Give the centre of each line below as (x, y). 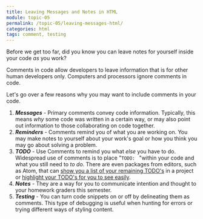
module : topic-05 (28, 18)
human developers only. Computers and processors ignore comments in (96, 76)
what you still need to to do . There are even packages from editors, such (106, 164)
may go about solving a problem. (56, 145)
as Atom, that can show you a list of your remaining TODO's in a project (104, 171)
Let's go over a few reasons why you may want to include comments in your (101, 95)
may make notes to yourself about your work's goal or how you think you (106, 139)
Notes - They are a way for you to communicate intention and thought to (106, 184)
